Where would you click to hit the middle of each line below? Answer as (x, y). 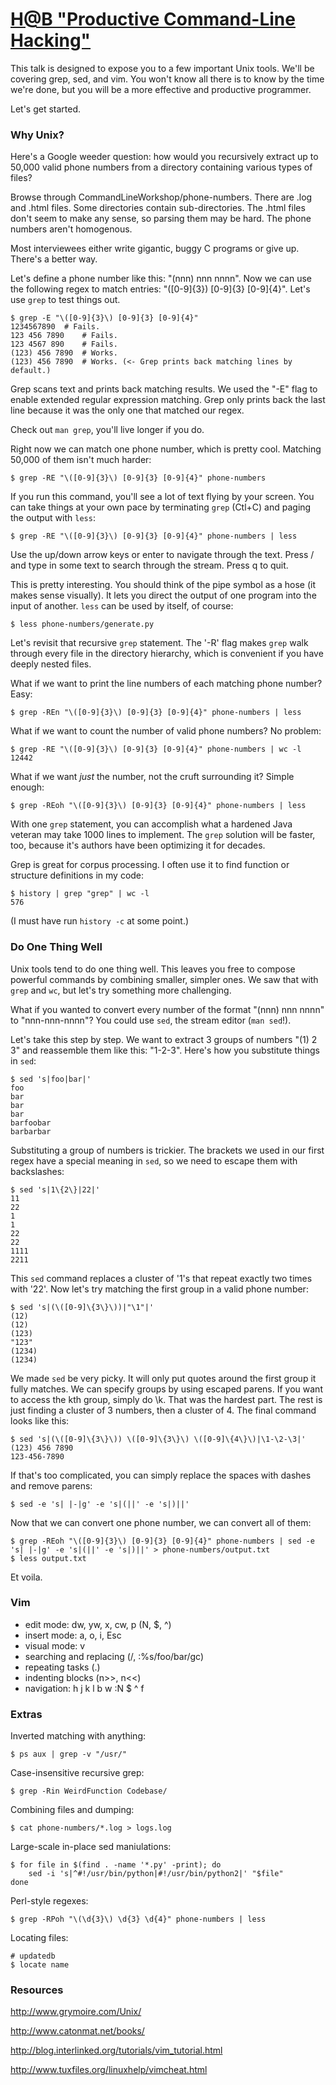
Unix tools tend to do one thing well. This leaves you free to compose (153, 969)
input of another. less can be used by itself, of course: (122, 606)
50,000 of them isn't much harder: (81, 460)
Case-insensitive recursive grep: (77, 1773)
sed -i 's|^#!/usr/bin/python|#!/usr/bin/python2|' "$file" (156, 1874)
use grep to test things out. (65, 300)
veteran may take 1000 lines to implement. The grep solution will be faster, (163, 835)
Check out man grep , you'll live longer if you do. (107, 430)
